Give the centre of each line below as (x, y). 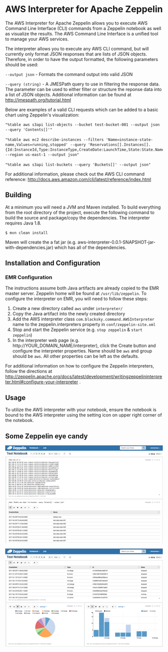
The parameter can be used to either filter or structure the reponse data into (83, 89)
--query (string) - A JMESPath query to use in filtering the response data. (82, 84)
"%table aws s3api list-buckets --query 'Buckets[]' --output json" (78, 164)
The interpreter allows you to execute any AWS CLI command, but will (77, 48)
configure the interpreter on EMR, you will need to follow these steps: (76, 299)
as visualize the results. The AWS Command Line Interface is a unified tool (82, 33)
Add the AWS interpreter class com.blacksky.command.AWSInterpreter (83, 319)
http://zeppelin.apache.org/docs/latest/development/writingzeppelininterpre (84, 376)
